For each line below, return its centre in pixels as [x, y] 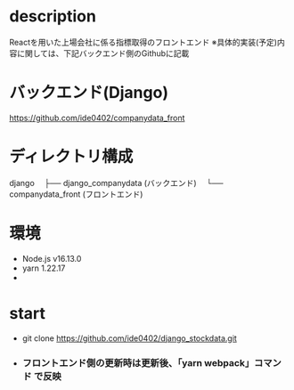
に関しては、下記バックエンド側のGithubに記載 [103, 53]
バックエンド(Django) [89, 93]
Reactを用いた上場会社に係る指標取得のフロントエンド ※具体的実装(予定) [143, 42]
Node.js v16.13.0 [52, 258]
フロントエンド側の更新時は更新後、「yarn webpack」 [138, 362]
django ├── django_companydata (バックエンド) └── [116, 183]
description [53, 16]
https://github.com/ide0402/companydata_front [97, 118]
